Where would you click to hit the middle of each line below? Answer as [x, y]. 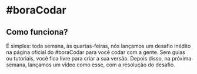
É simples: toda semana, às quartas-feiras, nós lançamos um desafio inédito [98, 46]
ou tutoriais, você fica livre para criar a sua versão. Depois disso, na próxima [99, 58]
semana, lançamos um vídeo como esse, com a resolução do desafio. [91, 65]
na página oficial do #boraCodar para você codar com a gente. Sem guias [96, 52]
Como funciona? [37, 32]
